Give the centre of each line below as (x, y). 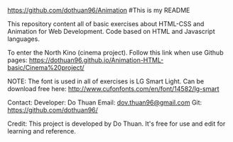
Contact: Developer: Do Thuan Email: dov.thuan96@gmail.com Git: (105, 102)
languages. (24, 39)
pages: (17, 60)
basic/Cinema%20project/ (46, 67)
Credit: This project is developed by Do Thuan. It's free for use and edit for (116, 124)
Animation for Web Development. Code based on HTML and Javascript (111, 31)
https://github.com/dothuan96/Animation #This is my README (99, 10)
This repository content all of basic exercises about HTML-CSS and (106, 24)
